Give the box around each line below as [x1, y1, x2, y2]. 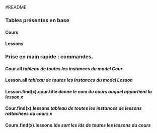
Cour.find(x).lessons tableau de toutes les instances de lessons [5, 105, 142, 111]
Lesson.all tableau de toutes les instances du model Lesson [5, 77, 133, 83]
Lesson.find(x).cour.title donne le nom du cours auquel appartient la [5, 88, 152, 94]
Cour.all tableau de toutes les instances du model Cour [5, 65, 123, 72]
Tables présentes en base [5, 17, 69, 24]
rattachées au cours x [5, 110, 53, 117]
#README [5, 5, 27, 10]
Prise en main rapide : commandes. [5, 53, 94, 60]
